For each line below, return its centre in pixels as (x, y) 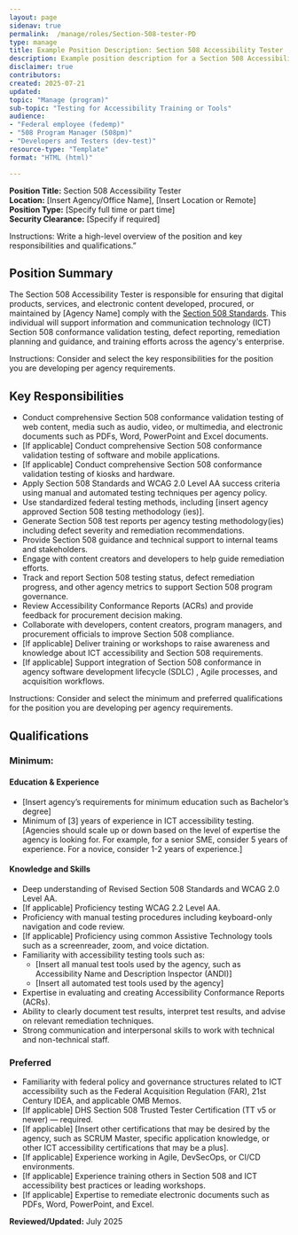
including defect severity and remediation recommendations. (133, 531)
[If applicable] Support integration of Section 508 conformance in (141, 662)
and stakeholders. (55, 550)
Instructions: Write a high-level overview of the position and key (125, 236)
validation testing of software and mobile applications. (121, 455)
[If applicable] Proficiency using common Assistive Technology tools (147, 935)
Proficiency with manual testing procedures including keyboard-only (147, 917)
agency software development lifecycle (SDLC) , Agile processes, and (149, 672)
